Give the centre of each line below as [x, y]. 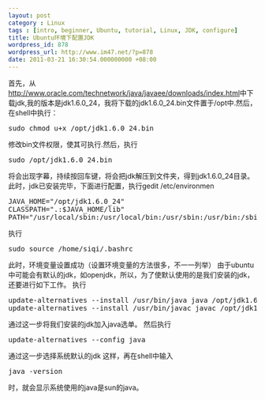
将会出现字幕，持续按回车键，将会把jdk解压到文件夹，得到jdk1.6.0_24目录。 [131, 175]
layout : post [30, 15]
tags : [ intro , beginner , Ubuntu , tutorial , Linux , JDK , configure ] [123, 30]
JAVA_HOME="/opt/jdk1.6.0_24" [67, 201]
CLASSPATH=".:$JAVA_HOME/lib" [67, 209]
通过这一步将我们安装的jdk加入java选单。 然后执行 [90, 324]
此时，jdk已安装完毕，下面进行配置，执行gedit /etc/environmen [111, 186]
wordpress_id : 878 [38, 45]
